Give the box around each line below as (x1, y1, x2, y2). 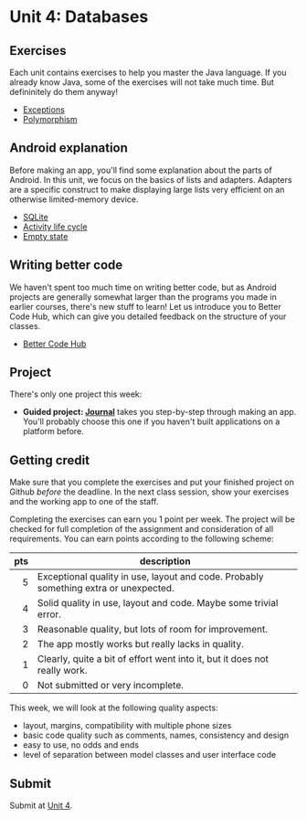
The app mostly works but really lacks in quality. (37, 638, 244, 651)
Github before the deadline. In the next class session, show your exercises (9, 486, 290, 497)
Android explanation (9, 140, 128, 156)
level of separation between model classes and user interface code (22, 750, 277, 760)
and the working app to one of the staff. (9, 496, 159, 507)
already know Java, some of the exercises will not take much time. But (9, 77, 274, 88)
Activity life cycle (22, 221, 88, 232)
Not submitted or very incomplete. (37, 679, 185, 692)
